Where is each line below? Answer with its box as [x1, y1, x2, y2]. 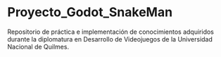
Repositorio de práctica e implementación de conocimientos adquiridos [7, 27, 215, 36]
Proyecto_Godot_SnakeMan [7, 4, 173, 20]
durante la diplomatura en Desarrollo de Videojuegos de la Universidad [7, 34, 213, 43]
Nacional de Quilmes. [7, 42, 69, 51]
